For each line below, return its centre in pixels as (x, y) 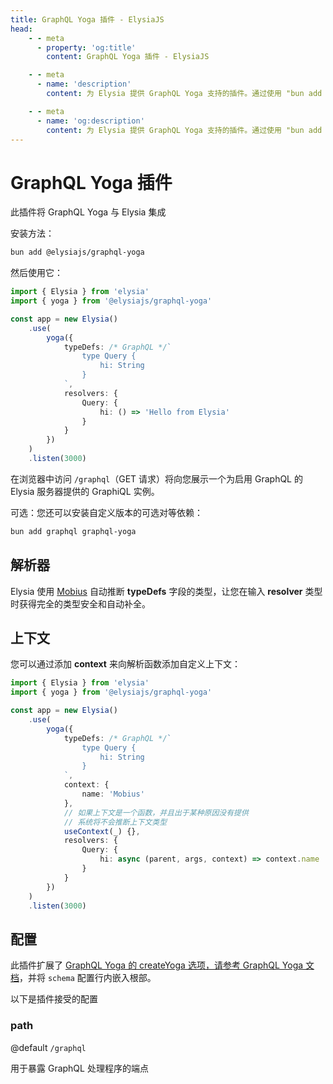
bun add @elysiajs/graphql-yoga (77, 252)
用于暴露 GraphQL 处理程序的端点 (79, 1068)
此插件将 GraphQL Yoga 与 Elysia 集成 (88, 212)
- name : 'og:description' (90, 121)
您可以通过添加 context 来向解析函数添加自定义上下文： (125, 664)
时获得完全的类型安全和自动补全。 (80, 603)
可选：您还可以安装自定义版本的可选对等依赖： (106, 512)
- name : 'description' (84, 84)
